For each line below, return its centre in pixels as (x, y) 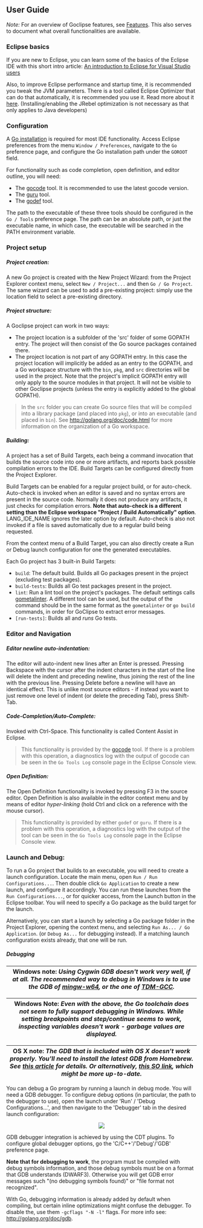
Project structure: (29, 310)
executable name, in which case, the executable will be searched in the (95, 226)
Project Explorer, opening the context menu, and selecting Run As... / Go (98, 927)
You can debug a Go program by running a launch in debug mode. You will (99, 1088)
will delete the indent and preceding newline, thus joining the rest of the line (101, 677)
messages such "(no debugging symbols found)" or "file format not (90, 1181)
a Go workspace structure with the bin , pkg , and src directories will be (102, 370)
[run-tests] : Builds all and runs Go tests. (66, 618)
